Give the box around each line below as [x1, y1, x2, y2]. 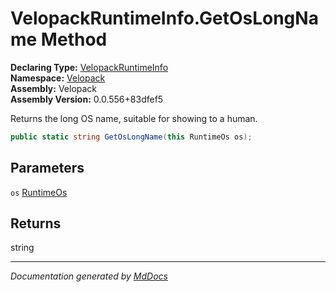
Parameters [10, 160, 85, 177]
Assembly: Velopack [10, 82, 98, 94]
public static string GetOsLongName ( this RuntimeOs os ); [10, 132, 253, 142]
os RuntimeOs [10, 186, 68, 198]
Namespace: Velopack [10, 72, 106, 84]
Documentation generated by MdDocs [10, 270, 168, 282]
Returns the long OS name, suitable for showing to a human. [10, 112, 258, 124]
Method [40, 28, 108, 51]
